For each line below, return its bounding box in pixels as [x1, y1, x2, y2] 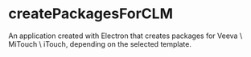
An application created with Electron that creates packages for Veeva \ [8, 31, 243, 40]
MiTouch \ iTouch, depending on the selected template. [8, 39, 191, 48]
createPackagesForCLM [8, 5, 173, 23]
